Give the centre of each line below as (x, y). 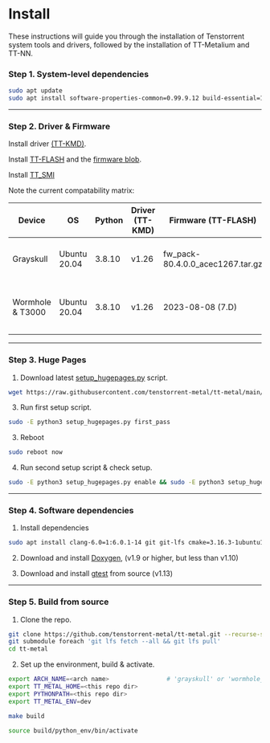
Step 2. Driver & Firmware (59, 126)
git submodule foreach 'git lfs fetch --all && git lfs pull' (115, 642)
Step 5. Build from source (59, 602)
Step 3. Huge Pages (47, 360)
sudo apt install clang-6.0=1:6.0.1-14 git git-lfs (96, 543)
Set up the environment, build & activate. (87, 664)
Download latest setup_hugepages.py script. (94, 378)
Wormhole (32, 302)
